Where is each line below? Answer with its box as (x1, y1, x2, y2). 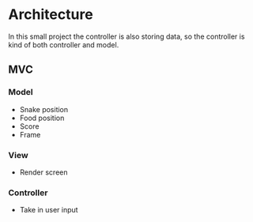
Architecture (8, 6, 93, 24)
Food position (19, 113, 65, 122)
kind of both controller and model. (8, 40, 119, 49)
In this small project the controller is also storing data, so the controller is (8, 32, 245, 41)
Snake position (19, 104, 69, 114)
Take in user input (19, 205, 78, 215)
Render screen (19, 167, 68, 177)
